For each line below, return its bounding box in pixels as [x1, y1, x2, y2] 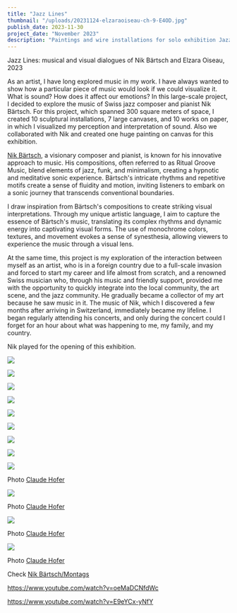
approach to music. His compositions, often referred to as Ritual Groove [7, 158, 216, 167]
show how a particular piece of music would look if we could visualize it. [7, 85, 217, 93]
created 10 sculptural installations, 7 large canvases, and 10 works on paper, [7, 115, 229, 124]
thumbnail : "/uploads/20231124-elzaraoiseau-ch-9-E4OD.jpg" [7, 17, 188, 24]
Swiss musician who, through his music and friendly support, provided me [7, 276, 223, 285]
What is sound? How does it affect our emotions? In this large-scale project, [7, 93, 228, 101]
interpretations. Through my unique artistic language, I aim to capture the [7, 210, 220, 218]
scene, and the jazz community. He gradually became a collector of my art [7, 291, 224, 300]
